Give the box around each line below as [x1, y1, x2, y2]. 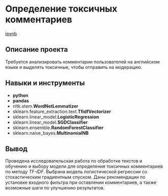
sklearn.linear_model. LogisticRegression [12, 113, 99, 120]
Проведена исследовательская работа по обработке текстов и [5, 158, 143, 164]
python [12, 92, 29, 98]
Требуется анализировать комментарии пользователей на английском [5, 59, 160, 65]
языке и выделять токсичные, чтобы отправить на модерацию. [5, 64, 143, 70]
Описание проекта [5, 45, 68, 54]
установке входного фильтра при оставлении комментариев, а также [5, 179, 157, 185]
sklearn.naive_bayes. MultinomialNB [12, 130, 89, 136]
